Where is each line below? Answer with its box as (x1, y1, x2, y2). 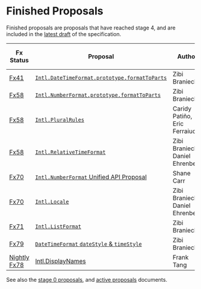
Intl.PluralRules (35, 116, 85, 123)
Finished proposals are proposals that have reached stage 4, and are (6, 24, 176, 31)
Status (10, 56, 29, 64)
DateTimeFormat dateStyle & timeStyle (35, 239, 142, 248)
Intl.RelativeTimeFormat (35, 148, 106, 156)
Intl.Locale (35, 198, 69, 205)
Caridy (172, 104, 191, 112)
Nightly (9, 253, 30, 261)
